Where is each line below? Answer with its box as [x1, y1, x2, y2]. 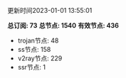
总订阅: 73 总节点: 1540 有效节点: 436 [7, 21, 120, 30]
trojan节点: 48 [17, 36, 59, 45]
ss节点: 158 [17, 45, 51, 53]
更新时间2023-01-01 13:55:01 [7, 6, 93, 14]
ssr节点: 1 [17, 63, 46, 71]
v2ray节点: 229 [17, 54, 63, 62]
